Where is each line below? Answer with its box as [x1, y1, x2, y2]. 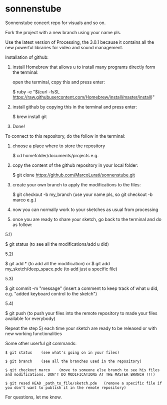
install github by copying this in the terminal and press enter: [12, 104, 137, 110]
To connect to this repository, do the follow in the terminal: [5, 133, 125, 139]
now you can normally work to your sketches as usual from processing [12, 207, 158, 213]
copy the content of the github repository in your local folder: [12, 162, 138, 168]
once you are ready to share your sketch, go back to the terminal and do [12, 216, 161, 222]
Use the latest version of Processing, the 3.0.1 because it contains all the [5, 39, 154, 45]
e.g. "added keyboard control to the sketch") [5, 290, 97, 296]
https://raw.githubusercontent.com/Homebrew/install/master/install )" [12, 94, 155, 100]
